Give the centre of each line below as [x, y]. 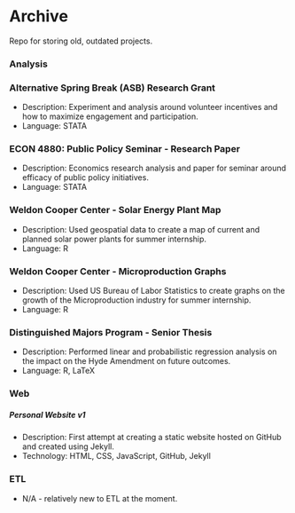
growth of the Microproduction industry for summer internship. [136, 300]
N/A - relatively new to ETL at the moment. [100, 498]
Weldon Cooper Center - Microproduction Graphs [118, 271]
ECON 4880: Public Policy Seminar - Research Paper [125, 149]
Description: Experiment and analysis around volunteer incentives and [150, 107]
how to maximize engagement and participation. [110, 116]
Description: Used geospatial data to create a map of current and [140, 229]
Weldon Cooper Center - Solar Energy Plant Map [115, 210]
